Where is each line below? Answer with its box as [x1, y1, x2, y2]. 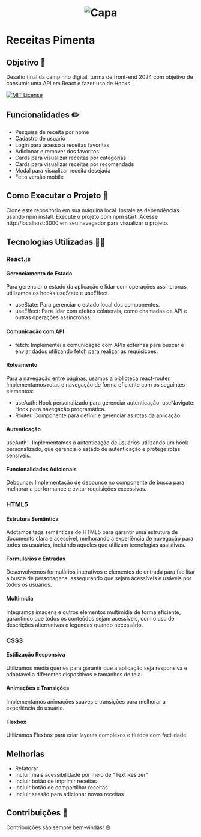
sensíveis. [6, 452, 31, 459]
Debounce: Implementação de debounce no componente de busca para [6, 479, 185, 486]
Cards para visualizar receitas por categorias [14, 154, 127, 161]
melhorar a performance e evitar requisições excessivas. [6, 485, 147, 492]
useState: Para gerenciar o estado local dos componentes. [14, 301, 160, 308]
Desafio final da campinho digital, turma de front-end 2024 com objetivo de [6, 73, 193, 81]
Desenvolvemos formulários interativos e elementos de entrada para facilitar [6, 568, 196, 575]
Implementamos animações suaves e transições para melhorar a [6, 698, 166, 705]
